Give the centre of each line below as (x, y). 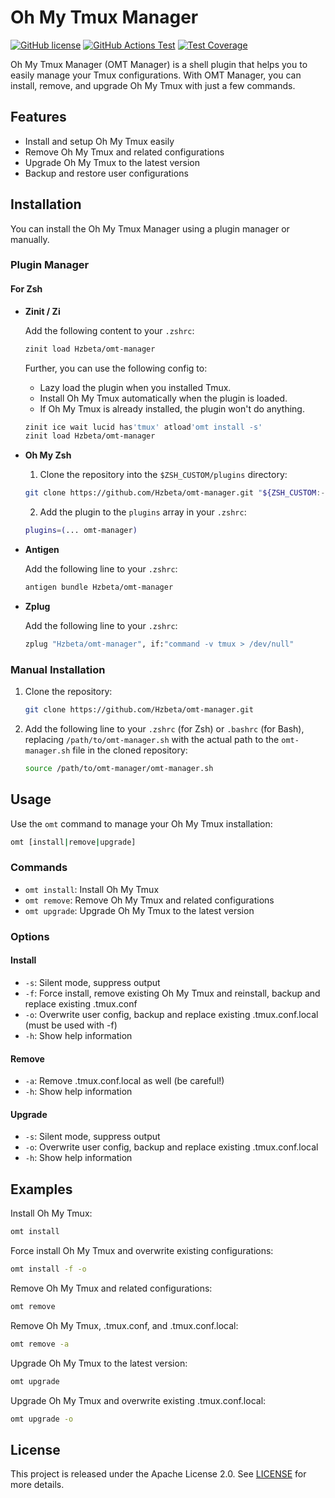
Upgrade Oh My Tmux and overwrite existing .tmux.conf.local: (138, 1400)
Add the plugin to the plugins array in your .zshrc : (143, 512)
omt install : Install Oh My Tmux (92, 889)
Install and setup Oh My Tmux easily (99, 141)
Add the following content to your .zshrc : (109, 330)
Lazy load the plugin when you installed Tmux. (135, 387)
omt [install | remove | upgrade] (73, 842)
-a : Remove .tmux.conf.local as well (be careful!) (124, 1081)
